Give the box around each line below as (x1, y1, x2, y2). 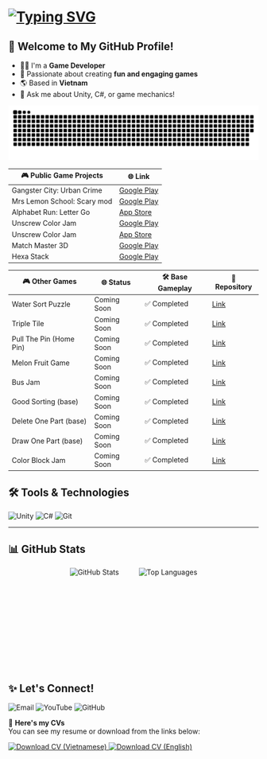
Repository (215, 282, 253, 291)
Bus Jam (11, 377, 41, 387)
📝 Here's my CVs (8, 718, 65, 728)
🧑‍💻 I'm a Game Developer (19, 60, 106, 70)
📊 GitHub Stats (8, 542, 86, 556)
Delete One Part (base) (11, 416, 87, 426)
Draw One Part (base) (11, 436, 83, 446)
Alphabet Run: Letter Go (11, 208, 91, 216)
